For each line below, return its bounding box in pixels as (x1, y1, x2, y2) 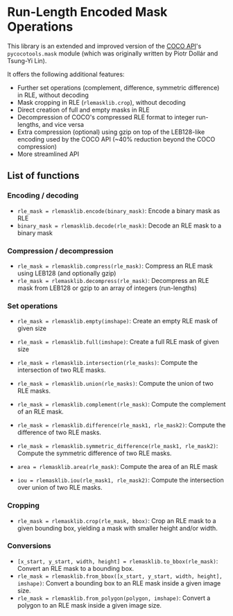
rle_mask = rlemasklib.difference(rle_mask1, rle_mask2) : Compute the (17, 421, 226, 429)
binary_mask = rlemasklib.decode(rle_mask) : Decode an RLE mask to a (17, 221, 222, 230)
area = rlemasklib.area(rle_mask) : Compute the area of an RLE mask (17, 463, 218, 471)
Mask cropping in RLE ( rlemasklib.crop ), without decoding (17, 98, 186, 106)
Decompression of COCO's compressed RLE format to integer (17, 112, 195, 121)
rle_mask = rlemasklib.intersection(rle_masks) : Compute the (17, 359, 198, 367)
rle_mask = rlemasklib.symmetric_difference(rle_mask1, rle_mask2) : (17, 442, 218, 450)
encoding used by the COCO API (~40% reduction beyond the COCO (17, 135, 216, 143)
